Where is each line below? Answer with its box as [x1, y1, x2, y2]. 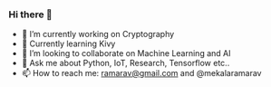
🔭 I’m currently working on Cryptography [21, 29, 175, 40]
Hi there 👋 [8, 8, 53, 21]
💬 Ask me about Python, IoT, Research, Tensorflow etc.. [21, 58, 230, 69]
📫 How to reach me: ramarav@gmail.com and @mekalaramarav [21, 68, 262, 79]
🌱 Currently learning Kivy [21, 38, 116, 49]
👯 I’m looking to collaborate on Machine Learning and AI [21, 48, 231, 59]
